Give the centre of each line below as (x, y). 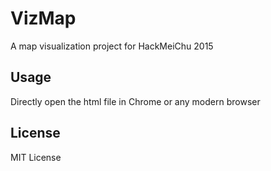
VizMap (43, 18)
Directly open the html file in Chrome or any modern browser (135, 101)
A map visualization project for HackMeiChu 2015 (112, 46)
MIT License (36, 157)
